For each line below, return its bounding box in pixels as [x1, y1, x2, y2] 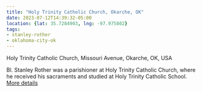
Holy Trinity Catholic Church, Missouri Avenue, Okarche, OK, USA [6, 55, 173, 61]
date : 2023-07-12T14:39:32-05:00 [6, 15, 92, 21]
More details [6, 79, 38, 86]
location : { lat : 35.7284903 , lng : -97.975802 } [6, 20, 128, 26]
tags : [6, 26, 20, 33]
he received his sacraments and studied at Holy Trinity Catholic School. [6, 73, 187, 80]
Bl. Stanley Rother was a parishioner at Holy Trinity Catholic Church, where [6, 66, 196, 74]
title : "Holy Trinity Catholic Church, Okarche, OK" [6, 9, 144, 15]
